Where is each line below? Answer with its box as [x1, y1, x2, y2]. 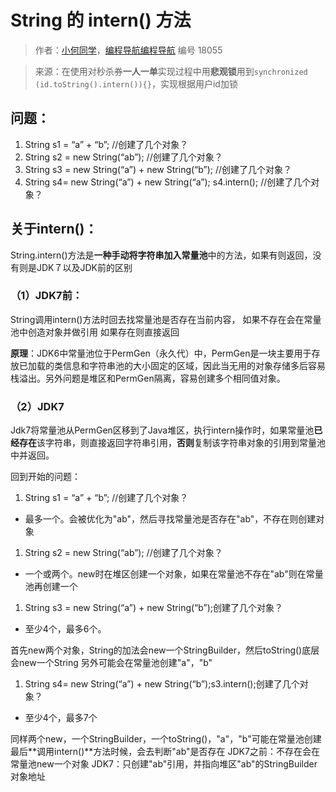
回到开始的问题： [10, 471, 81, 483]
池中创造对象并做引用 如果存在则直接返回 [10, 326, 180, 338]
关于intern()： [10, 221, 98, 238]
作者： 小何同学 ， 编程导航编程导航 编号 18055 [34, 44, 223, 56]
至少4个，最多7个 [24, 712, 98, 724]
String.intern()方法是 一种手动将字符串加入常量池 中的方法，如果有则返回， [10, 249, 313, 261]
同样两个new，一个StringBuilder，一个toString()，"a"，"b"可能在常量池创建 [10, 733, 322, 745]
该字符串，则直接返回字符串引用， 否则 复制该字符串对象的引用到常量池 [36, 437, 326, 449]
